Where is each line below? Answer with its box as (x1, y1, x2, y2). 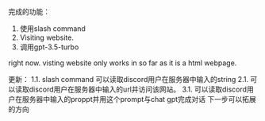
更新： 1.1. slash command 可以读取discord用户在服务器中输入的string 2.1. (8, 75, 248, 84)
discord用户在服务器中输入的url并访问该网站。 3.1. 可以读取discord (29, 84, 248, 94)
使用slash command (19, 24, 86, 33)
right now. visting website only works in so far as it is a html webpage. (8, 58, 237, 68)
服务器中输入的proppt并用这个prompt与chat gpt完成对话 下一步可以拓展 (21, 95, 256, 103)
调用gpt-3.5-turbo (19, 42, 79, 52)
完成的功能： (8, 7, 50, 16)
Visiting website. (19, 33, 74, 42)
